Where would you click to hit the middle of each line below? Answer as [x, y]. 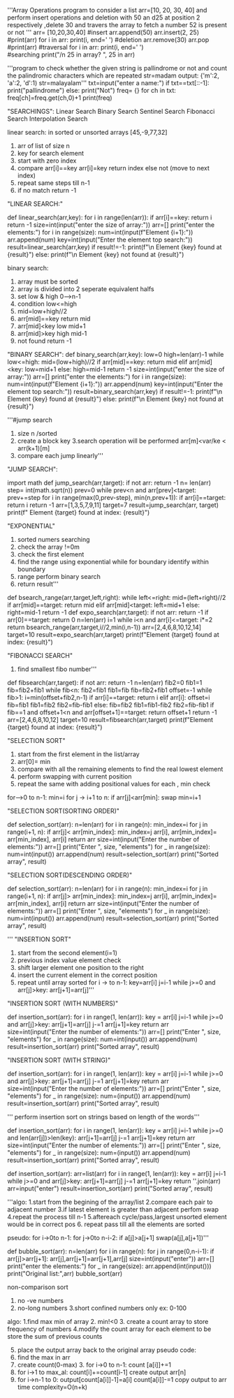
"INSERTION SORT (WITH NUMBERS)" [63, 1003]
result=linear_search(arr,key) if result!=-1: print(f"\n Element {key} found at [115, 247]
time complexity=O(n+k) [52, 1387]
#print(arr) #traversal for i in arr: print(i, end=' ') [76, 47]
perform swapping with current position [74, 777]
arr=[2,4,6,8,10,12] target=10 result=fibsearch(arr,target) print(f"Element [110, 720]
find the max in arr [44, 1357]
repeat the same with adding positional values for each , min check [114, 784]
